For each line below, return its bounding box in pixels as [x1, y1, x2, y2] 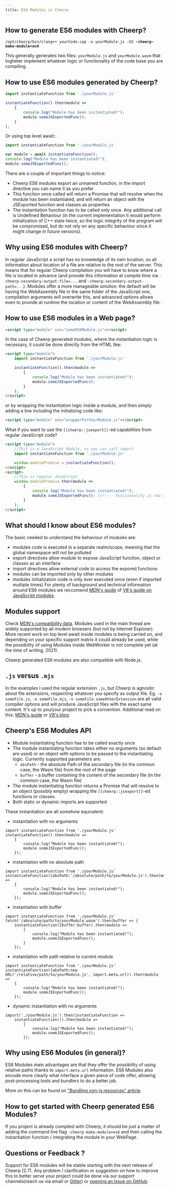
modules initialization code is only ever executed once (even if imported [12, 576, 162, 582]
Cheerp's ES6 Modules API [5, 727, 92, 735]
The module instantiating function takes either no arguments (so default [12, 745, 161, 751]
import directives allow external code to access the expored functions [12, 566, 157, 572]
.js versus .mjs [5, 672, 54, 680]
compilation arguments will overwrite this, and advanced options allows [5, 293, 153, 300]
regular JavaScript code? [5, 432, 57, 438]
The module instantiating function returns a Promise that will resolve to [12, 783, 159, 789]
